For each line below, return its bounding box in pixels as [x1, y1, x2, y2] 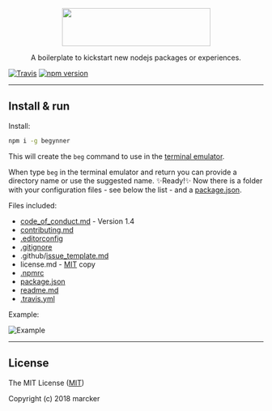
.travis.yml [19, 293, 55, 303]
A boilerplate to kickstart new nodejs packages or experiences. [31, 53, 241, 62]
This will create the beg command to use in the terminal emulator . [8, 151, 225, 161]
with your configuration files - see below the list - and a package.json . [8, 185, 242, 195]
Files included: [8, 200, 57, 210]
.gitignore [19, 242, 53, 251]
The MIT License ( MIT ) [8, 378, 85, 387]
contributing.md [19, 225, 74, 234]
